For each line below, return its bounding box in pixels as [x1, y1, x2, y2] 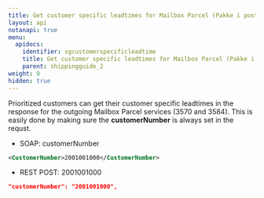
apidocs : [15, 41, 44, 49]
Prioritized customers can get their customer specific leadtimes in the [8, 99, 234, 108]
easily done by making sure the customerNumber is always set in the [8, 115, 234, 124]
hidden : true [8, 77, 51, 85]
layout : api [8, 19, 47, 27]
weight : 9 [8, 70, 41, 77]
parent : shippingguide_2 [22, 63, 104, 70]
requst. [8, 123, 31, 133]
